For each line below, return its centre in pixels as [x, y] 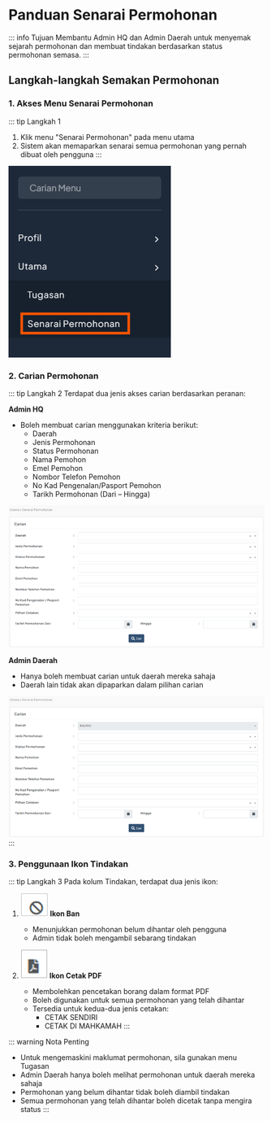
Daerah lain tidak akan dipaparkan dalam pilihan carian [112, 684]
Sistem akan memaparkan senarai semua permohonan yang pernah [133, 146]
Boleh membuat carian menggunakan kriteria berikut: [109, 425]
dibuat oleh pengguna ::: [61, 154]
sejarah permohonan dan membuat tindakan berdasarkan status [116, 46]
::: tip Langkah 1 [34, 121]
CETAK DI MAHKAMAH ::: [87, 1026]
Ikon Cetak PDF [75, 976]
